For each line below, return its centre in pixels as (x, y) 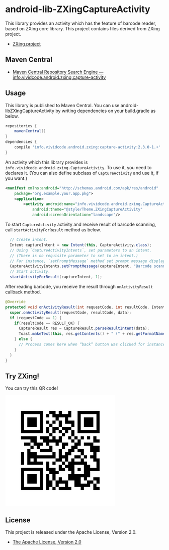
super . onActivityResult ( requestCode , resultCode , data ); (71, 312)
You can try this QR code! (32, 388)
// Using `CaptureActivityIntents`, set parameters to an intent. (81, 250)
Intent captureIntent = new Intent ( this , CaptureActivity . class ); (81, 245)
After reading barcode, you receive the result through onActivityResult (79, 287)
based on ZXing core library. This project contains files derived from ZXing (82, 28)
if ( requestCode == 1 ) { (36, 318)
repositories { (21, 126)
